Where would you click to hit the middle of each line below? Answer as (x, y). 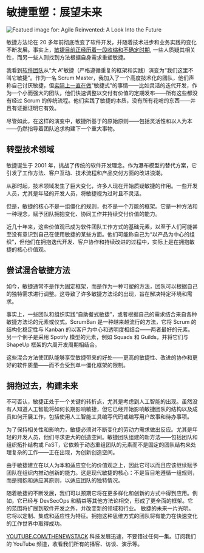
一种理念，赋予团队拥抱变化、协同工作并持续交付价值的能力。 (83, 213)
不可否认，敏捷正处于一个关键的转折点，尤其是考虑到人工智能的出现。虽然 (99, 401)
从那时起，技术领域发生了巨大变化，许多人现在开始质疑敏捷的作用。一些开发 (102, 186)
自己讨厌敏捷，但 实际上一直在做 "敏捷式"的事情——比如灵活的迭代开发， (102, 85)
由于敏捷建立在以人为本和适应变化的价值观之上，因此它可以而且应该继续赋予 (102, 465)
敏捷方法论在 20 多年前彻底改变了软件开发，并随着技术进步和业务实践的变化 (102, 42)
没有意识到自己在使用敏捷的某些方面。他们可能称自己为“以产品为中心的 (100, 234)
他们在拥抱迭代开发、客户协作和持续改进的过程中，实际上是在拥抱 (107, 242)
